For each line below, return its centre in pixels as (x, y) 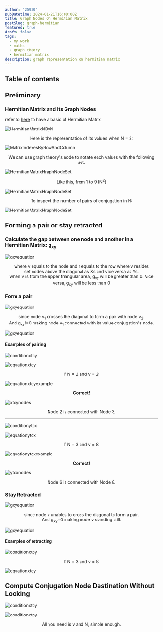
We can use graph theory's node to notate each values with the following (81, 157)
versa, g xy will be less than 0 (81, 283)
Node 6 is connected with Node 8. (81, 482)
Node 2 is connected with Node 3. (81, 412)
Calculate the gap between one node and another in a (69, 239)
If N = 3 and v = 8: (81, 444)
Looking (17, 594)
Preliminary (23, 95)
